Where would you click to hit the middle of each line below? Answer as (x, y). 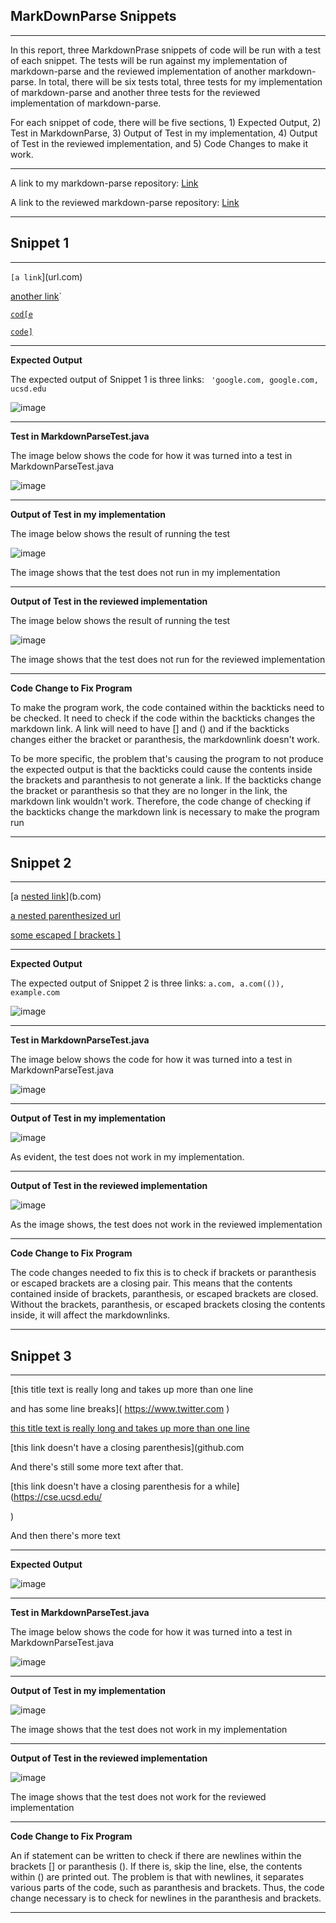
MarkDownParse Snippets (93, 16)
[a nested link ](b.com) (56, 896)
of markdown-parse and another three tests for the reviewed (135, 92)
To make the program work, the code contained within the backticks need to (167, 707)
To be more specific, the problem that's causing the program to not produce (167, 758)
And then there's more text (65, 1536)
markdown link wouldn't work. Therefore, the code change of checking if (161, 801)
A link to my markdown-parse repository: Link (104, 183)
